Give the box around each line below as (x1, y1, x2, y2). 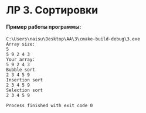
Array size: (6, 42, 35, 47)
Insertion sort (6, 77, 43, 83)
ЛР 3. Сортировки (6, 4, 99, 17)
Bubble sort (6, 67, 35, 73)
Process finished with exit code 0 (6, 103, 93, 109)
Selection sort (6, 87, 43, 94)
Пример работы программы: (6, 23, 82, 30)
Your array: (6, 57, 35, 63)
